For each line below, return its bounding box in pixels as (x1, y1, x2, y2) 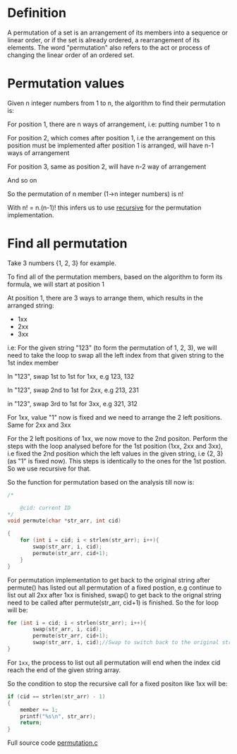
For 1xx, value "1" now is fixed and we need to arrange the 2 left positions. (7, 413, 222, 421)
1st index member (7, 358, 59, 367)
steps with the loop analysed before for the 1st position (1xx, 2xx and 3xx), (7, 442, 224, 450)
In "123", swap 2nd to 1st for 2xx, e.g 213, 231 (7, 386, 139, 394)
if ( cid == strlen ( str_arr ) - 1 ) (7, 693, 106, 700)
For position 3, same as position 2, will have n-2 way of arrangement (7, 162, 207, 171)
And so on (7, 176, 37, 184)
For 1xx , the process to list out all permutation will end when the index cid (7, 658, 221, 667)
